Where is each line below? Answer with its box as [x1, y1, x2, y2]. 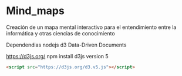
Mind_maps [6, 4, 65, 18]
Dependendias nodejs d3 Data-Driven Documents [6, 41, 127, 48]
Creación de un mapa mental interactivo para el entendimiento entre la [6, 24, 177, 31]
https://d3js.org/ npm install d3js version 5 [6, 52, 109, 60]
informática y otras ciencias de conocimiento [6, 29, 116, 37]
